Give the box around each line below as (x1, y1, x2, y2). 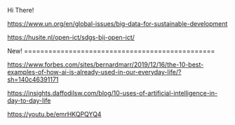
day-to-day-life (7, 96, 51, 105)
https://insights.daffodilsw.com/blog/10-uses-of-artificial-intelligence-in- (7, 89, 218, 97)
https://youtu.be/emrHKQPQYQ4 (7, 110, 102, 118)
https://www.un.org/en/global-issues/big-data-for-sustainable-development (7, 20, 228, 27)
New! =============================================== (7, 47, 215, 55)
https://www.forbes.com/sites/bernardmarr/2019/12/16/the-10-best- (7, 60, 204, 69)
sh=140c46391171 (7, 75, 59, 84)
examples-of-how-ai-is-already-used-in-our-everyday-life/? (7, 68, 182, 76)
